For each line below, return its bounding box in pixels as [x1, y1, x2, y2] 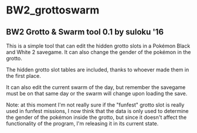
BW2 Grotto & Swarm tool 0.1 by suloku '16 [6, 27, 164, 37]
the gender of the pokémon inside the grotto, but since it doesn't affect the [6, 114, 187, 121]
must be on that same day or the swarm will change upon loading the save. [6, 90, 188, 97]
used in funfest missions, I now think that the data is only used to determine [6, 108, 189, 114]
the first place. [6, 73, 41, 79]
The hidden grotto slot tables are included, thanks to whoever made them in [6, 66, 189, 73]
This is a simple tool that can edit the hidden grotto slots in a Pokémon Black [6, 42, 191, 49]
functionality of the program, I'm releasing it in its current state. [6, 120, 159, 127]
